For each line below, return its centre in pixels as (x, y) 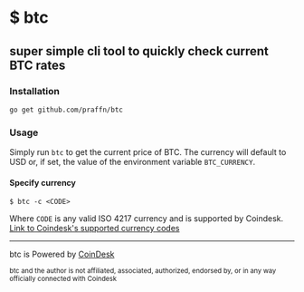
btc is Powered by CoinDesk (62, 254)
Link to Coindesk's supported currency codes (95, 229)
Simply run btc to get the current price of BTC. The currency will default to (148, 152)
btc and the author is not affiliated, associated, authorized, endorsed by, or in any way (143, 271)
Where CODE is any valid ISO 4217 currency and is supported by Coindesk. (147, 219)
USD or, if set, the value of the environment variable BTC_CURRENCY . (133, 162)
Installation (35, 91)
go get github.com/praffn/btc (66, 110)
